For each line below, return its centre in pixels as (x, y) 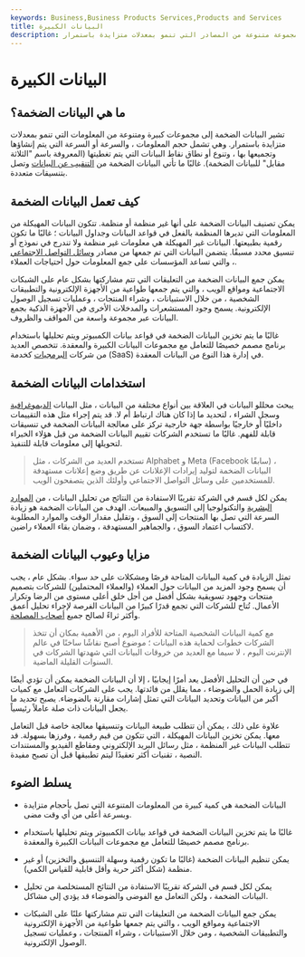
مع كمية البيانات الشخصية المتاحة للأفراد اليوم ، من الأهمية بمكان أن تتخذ (153, 632)
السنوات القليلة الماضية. (73, 661)
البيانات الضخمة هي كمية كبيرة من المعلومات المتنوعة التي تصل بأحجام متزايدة (155, 804)
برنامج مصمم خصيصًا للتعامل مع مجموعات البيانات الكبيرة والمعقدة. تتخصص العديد (148, 345)
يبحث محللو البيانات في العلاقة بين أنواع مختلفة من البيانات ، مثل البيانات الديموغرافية (152, 405)
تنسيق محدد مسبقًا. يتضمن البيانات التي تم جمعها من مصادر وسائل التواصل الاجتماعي (152, 252)
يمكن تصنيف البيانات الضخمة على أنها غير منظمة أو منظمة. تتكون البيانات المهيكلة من (152, 224)
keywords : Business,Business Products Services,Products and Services (146, 18)
